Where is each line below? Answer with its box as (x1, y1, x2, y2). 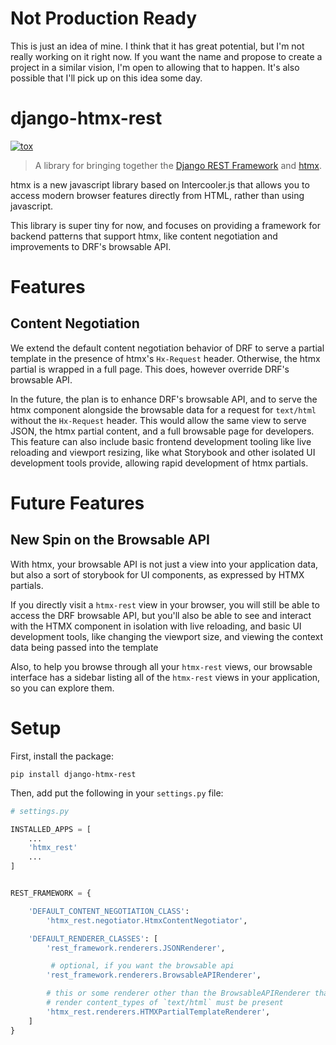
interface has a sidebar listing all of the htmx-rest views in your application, (10, 671, 321, 683)
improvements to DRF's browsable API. (10, 240, 172, 252)
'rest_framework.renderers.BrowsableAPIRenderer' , (46, 970, 262, 981)
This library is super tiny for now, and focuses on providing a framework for (10, 219, 321, 231)
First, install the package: (10, 750, 114, 762)
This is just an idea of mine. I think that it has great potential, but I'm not (10, 40, 305, 52)
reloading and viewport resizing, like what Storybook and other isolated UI (10, 446, 316, 458)
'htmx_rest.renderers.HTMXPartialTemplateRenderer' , (46, 1007, 271, 1017)
